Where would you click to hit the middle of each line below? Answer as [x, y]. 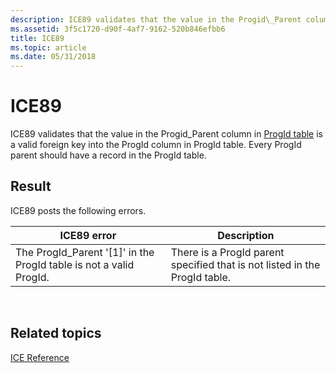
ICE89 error [88, 235]
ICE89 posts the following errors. [78, 210]
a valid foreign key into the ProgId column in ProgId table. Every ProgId [156, 145]
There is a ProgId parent [227, 252]
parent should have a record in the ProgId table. [108, 155]
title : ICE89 [37, 38]
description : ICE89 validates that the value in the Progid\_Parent [156, 19]
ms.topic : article [48, 47]
